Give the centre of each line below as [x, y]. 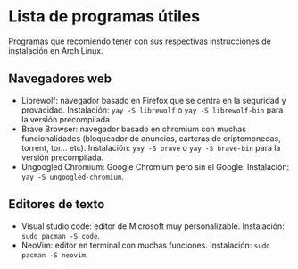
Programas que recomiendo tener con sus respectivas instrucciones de [140, 41]
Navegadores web [60, 79]
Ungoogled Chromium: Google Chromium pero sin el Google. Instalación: [155, 166]
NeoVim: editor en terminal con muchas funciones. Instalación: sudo [145, 245]
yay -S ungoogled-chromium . [72, 176]
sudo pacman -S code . [60, 235]
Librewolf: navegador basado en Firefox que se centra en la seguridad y [153, 100]
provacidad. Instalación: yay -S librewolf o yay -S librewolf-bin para [152, 110]
